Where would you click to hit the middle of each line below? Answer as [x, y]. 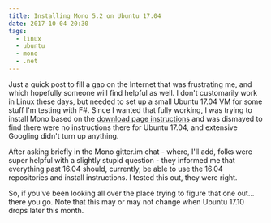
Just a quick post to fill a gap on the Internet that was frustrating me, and [130, 84]
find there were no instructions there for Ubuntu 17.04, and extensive [123, 127]
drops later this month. [46, 210]
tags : [17, 31]
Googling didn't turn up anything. [64, 135]
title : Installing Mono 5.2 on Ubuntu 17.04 [85, 16]
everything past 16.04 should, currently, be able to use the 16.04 [116, 169]
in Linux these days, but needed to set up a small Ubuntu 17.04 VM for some [135, 101]
